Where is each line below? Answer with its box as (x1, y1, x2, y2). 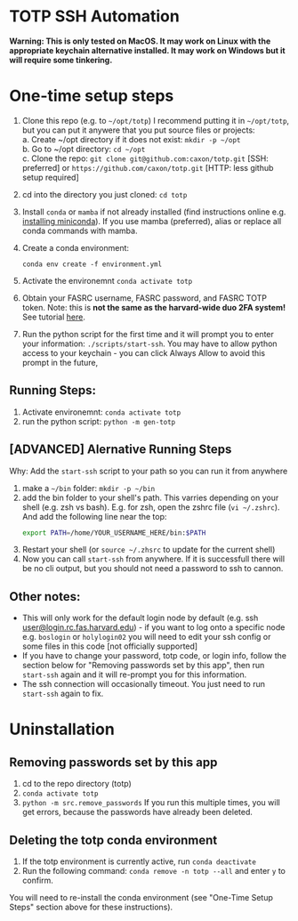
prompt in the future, (21, 357, 99, 368)
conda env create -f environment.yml (21, 260, 163, 269)
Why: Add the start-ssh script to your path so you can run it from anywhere (9, 465, 288, 476)
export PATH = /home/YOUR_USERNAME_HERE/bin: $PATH (21, 528, 206, 537)
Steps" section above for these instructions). (9, 901, 173, 912)
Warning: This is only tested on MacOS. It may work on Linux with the (9, 36, 271, 46)
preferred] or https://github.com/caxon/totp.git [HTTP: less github (21, 162, 274, 173)
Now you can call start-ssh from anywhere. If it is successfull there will (21, 553, 286, 564)
